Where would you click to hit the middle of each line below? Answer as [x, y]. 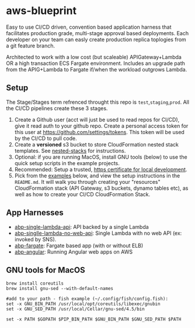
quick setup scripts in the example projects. [67, 163]
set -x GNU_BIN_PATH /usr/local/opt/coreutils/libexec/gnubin [83, 304]
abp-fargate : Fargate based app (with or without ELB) [79, 245]
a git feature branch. [31, 46]
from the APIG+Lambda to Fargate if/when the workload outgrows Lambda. [97, 69]
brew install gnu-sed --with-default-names [60, 289]
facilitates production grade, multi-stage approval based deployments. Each [97, 33]
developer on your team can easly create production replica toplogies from [96, 39]
